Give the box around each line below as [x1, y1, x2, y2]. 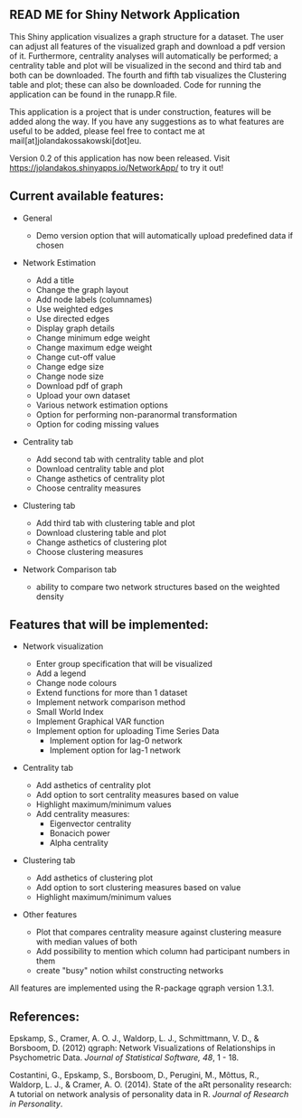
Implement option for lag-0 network [49, 736, 183, 747]
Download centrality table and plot [35, 463, 165, 474]
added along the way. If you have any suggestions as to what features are [9, 116, 285, 127]
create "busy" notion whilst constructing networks [35, 965, 224, 976]
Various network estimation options [35, 399, 169, 410]
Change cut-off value [35, 352, 116, 362]
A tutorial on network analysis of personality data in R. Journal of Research [9, 1089, 289, 1100]
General [22, 212, 52, 223]
